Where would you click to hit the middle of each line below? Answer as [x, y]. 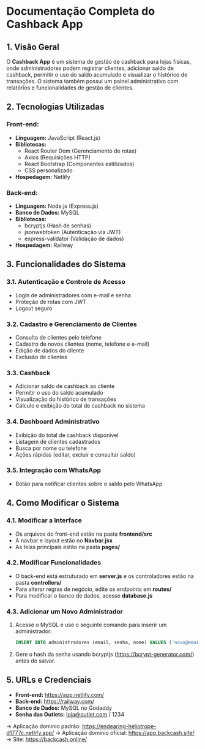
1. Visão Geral [33, 47]
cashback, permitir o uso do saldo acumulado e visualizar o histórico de [97, 74]
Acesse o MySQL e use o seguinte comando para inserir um [91, 625]
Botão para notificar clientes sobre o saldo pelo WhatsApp [89, 484]
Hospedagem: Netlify [43, 177]
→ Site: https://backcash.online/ [47, 739]
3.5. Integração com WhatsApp [54, 470]
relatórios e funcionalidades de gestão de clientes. [70, 88]
